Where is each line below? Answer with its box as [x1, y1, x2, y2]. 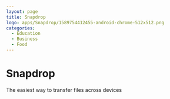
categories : [6, 25, 35, 31]
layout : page [6, 8, 38, 15]
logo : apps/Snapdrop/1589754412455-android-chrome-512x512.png [6, 19, 165, 25]
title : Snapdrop [6, 14, 46, 20]
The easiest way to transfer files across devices [6, 86, 122, 93]
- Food [11, 42, 28, 48]
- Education [11, 31, 41, 37]
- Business [11, 36, 38, 42]
